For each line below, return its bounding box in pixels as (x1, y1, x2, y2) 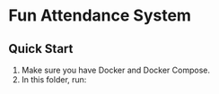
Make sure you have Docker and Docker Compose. (21, 64, 210, 75)
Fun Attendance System (8, 5, 192, 26)
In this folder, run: (21, 74, 87, 85)
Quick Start (8, 41, 74, 56)
